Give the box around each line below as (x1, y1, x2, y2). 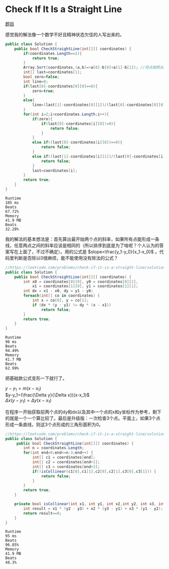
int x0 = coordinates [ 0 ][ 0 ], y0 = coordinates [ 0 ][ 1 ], (23, 279, 138, 284)
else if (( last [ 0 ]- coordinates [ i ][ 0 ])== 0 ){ (32, 140, 123, 145)
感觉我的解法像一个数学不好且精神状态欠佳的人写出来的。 (5, 31, 124, 37)
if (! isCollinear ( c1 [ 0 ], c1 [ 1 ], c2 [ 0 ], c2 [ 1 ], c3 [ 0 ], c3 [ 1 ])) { (32, 469, 156, 474)
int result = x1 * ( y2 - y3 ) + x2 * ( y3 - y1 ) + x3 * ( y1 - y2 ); (23, 506, 163, 511)
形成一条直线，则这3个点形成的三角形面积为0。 (5, 421, 104, 428)
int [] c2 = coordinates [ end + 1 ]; (32, 460, 100, 465)
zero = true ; (32, 88, 55, 94)
